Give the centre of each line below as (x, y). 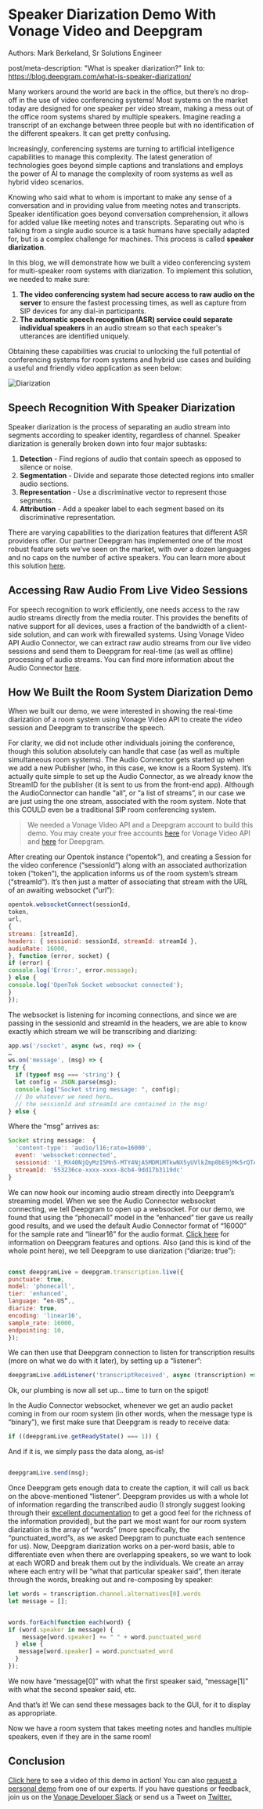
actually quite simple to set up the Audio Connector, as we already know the (131, 777)
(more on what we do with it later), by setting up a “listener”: (105, 1361)
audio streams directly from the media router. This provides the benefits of (128, 617)
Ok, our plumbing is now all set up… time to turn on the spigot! (108, 1391)
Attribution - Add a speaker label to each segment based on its (122, 509)
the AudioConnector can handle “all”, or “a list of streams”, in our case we (127, 793)
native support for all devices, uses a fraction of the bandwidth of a (117, 626)
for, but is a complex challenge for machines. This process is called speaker (131, 239)
